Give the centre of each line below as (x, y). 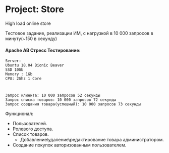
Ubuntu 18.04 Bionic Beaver (35, 65)
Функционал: (19, 114)
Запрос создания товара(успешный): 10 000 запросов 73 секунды (73, 104)
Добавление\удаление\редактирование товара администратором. (92, 140)
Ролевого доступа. (33, 129)
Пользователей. (30, 124)
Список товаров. (31, 134)
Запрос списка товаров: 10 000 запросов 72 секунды (61, 100)
